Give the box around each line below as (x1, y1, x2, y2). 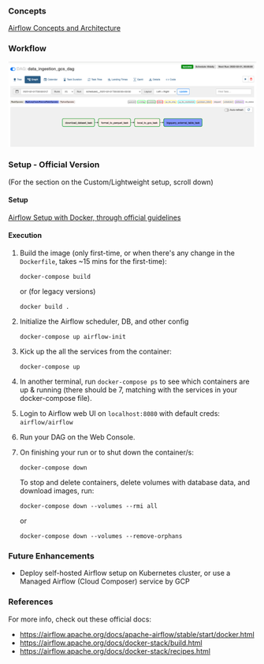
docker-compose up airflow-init (19, 333, 126, 341)
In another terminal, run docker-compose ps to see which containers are (19, 377, 250, 387)
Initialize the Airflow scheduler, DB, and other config (19, 317, 189, 326)
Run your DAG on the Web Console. (19, 432, 136, 442)
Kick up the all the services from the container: (19, 347, 172, 356)
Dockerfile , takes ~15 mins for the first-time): (19, 257, 167, 266)
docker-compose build (19, 273, 91, 281)
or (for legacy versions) (19, 287, 96, 296)
